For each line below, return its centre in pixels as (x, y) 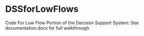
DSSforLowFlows (42, 9)
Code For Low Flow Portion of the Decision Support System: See (72, 23)
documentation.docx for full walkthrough (47, 28)
